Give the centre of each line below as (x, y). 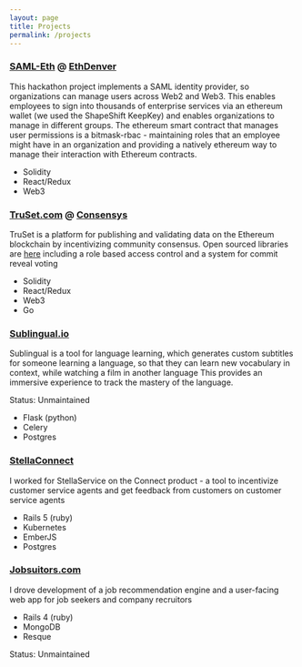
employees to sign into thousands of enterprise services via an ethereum (146, 106)
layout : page (34, 18)
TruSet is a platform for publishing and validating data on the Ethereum (142, 234)
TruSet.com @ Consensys (69, 215)
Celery (35, 428)
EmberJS (40, 537)
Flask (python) (50, 418)
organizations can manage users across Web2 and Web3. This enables (142, 96)
